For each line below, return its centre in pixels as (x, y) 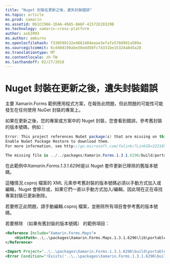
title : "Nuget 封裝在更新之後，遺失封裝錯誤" (49, 10)
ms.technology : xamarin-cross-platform (47, 29)
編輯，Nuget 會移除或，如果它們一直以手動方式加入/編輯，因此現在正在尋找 (84, 189)
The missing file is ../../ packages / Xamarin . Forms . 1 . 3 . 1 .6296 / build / (80, 155)
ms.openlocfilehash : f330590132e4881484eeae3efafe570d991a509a (73, 43)
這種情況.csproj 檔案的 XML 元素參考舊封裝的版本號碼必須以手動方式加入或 (83, 183)
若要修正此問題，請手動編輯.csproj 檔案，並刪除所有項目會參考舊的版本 (79, 206)
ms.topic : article (25, 15)
